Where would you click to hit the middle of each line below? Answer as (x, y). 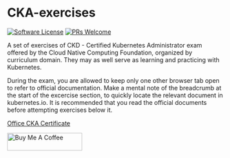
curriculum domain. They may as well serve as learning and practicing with (114, 59)
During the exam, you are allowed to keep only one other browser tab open (114, 80)
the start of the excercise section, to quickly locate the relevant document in (115, 95)
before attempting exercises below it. (60, 110)
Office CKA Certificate (39, 123)
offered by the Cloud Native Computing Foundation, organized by (100, 52)
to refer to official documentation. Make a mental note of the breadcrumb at (114, 88)
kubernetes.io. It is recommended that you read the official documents (107, 102)
